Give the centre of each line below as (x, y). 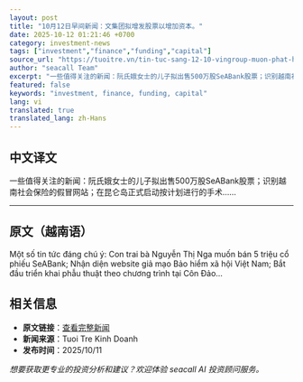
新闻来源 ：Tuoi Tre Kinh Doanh (80, 339)
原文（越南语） (51, 232)
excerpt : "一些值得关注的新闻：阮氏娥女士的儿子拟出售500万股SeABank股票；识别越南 (150, 77)
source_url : (32, 60)
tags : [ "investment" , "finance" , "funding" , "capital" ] (110, 51)
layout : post (34, 18)
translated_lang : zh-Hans (58, 118)
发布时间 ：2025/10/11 (62, 349)
